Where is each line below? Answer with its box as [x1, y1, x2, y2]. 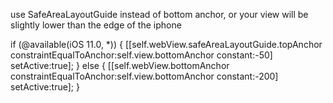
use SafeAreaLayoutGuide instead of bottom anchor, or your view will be [10, 9, 309, 20]
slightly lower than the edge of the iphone [10, 19, 182, 31]
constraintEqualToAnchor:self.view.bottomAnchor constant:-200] [10, 70, 279, 82]
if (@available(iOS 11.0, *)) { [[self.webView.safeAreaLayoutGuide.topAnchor [10, 39, 323, 50]
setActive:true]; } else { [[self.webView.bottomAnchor [10, 60, 230, 71]
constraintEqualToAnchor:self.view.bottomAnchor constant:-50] [10, 49, 273, 61]
